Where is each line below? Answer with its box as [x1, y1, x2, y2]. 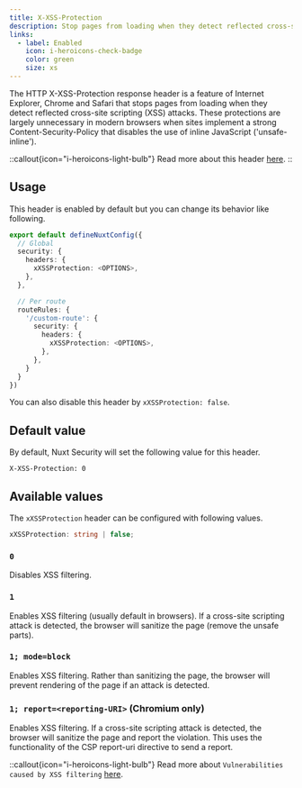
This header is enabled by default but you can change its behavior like [9, 204, 270, 214]
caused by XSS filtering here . [9, 769, 124, 780]
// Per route [17, 296, 67, 306]
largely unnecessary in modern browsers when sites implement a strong [9, 116, 277, 127]
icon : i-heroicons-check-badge [25, 47, 143, 56]
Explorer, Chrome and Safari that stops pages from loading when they [9, 97, 268, 108]
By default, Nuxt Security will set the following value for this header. [9, 447, 261, 457]
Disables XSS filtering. [9, 569, 92, 581]
